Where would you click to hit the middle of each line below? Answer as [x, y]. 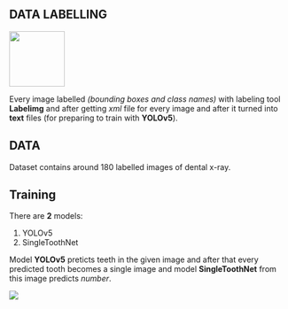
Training [33, 195]
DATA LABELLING [58, 15]
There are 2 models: [46, 216]
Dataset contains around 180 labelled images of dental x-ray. [120, 166]
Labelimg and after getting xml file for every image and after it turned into [144, 108]
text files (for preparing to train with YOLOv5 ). [94, 118]
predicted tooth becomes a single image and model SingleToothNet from [143, 269]
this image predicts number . [61, 279]
